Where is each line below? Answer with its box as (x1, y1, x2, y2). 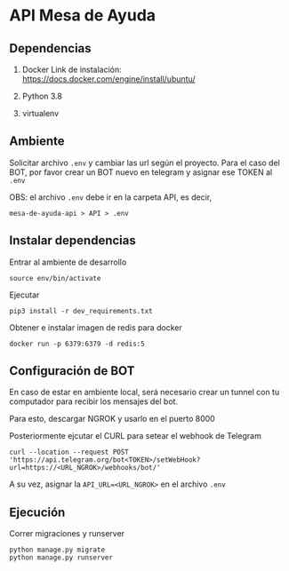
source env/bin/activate (9, 274, 101, 282)
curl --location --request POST (9, 448, 129, 457)
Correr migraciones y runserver (9, 528, 125, 539)
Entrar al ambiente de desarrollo (9, 257, 127, 267)
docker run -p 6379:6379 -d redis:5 (9, 339, 145, 348)
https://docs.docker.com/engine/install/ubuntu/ (21, 74, 196, 84)
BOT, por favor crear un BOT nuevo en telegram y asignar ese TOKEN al (9, 166, 273, 178)
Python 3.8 (21, 91, 62, 101)
